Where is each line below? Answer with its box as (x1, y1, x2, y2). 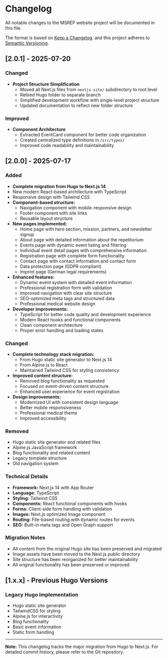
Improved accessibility (19, 415, 66, 421)
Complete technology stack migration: (12, 351, 94, 357)
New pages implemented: (12, 220, 67, 226)
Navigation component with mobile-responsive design (19, 204, 131, 211)
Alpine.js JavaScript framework (12, 445, 77, 451)
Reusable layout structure (19, 215, 73, 221)
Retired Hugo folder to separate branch (19, 91, 101, 98)
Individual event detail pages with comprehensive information (19, 247, 147, 253)
